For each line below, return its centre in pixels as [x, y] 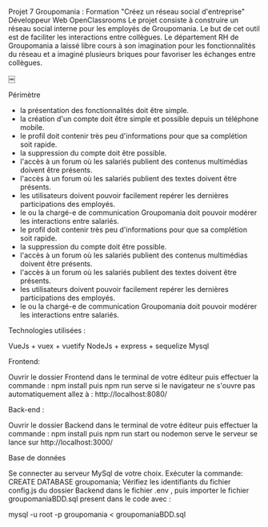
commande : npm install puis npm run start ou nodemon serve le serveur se [133, 434]
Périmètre [25, 95]
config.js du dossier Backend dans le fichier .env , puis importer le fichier [129, 490]
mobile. [32, 127]
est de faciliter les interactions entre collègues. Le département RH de [124, 37]
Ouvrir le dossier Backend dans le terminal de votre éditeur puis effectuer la [133, 425]
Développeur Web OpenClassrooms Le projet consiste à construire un [123, 20]
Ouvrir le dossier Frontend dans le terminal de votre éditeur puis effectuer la [133, 377]
